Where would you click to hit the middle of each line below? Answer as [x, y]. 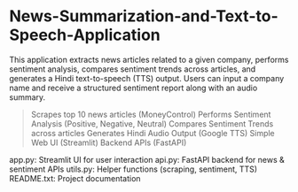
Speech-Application [85, 35]
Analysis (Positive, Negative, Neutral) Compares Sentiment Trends [152, 123]
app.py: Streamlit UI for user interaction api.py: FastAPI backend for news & [147, 159]
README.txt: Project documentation [75, 178]
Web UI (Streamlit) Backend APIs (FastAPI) [109, 142]
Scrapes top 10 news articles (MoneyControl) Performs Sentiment [151, 114]
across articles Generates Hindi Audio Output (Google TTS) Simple [153, 133]
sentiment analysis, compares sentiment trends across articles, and [133, 69]
